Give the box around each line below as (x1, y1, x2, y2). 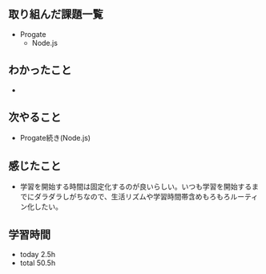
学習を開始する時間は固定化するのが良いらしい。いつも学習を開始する (19, 182, 252, 191)
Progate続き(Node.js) (19, 133, 91, 143)
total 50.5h (19, 258, 56, 268)
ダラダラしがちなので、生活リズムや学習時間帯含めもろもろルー (34, 192, 245, 202)
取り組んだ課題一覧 (8, 7, 103, 22)
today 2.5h (19, 250, 56, 260)
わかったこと (8, 63, 72, 77)
